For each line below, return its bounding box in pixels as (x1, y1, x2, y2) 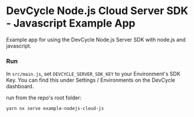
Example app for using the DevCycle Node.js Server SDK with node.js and (6, 36, 186, 43)
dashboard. (6, 83, 34, 90)
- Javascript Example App (6, 16, 136, 30)
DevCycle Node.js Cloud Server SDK (6, 4, 189, 18)
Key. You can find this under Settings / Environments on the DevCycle (6, 76, 176, 83)
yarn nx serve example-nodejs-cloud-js (6, 106, 104, 112)
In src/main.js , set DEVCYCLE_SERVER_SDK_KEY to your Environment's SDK (6, 71, 181, 78)
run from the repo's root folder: (6, 94, 81, 101)
